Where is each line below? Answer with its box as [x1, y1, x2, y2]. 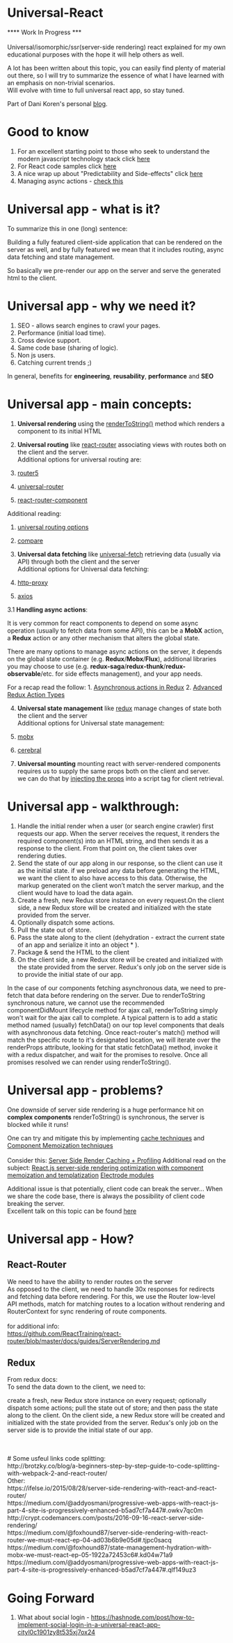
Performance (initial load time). [17, 328, 106, 337]
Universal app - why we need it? [7, 298, 196, 314]
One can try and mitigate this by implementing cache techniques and [7, 1133, 205, 1142]
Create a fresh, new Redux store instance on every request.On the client [17, 896, 225, 904]
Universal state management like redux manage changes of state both [17, 704, 222, 712]
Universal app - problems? [7, 1082, 163, 1098]
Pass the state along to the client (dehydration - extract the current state [17, 933, 225, 941]
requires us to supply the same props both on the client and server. [17, 767, 210, 775]
